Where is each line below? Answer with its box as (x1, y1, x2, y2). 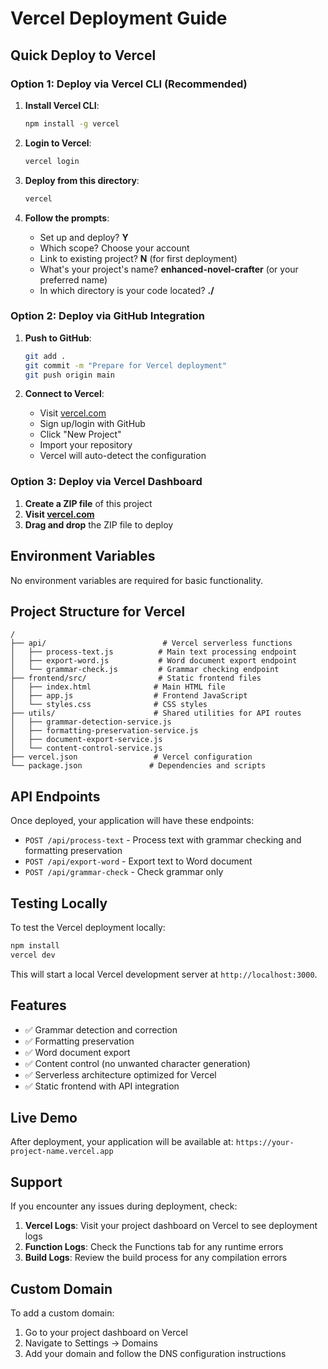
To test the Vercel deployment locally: (10, 921, 166, 933)
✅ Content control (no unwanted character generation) (24, 1057, 251, 1069)
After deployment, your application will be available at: (10, 1136, 234, 1148)
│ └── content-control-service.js (10, 743, 163, 754)
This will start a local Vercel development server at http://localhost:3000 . (10, 968, 318, 980)
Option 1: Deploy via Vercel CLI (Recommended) (10, 77, 248, 91)
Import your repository (39, 439, 133, 451)
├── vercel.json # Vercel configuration (10, 752, 253, 762)
